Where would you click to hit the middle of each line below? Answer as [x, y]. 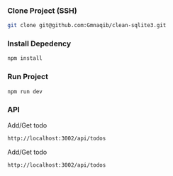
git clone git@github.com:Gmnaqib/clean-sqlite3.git [87, 26]
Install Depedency [39, 43]
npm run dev [25, 91]
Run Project [28, 77]
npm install [25, 58]
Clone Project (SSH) [42, 11]
